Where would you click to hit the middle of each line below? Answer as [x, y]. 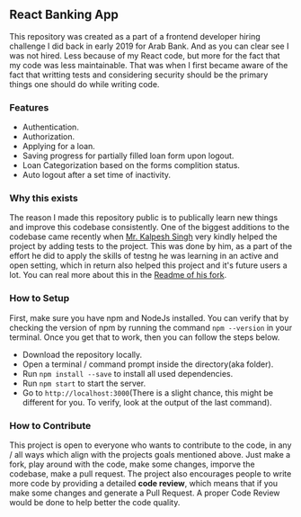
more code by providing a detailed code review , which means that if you [144, 483]
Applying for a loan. [59, 147]
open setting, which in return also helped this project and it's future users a [148, 265]
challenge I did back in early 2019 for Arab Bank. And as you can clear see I [149, 46]
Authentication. [50, 127]
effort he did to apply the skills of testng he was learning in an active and [144, 256]
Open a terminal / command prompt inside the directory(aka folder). [148, 364]
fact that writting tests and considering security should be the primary [139, 75]
